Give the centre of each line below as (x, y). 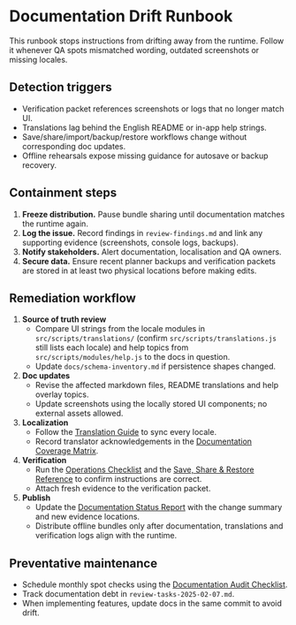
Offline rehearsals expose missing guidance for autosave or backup (145, 156)
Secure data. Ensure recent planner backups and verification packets (149, 261)
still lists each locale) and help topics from (112, 347)
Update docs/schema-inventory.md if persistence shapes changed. (156, 366)
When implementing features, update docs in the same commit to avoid (152, 604)
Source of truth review (64, 319)
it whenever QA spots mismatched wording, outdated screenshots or (134, 50)
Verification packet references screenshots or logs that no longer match (153, 109)
